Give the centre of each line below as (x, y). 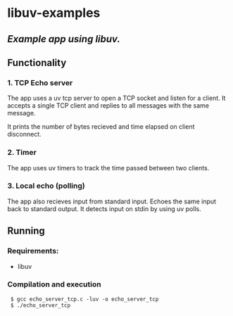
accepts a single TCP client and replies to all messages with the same (108, 106)
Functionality (37, 62)
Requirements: (33, 251)
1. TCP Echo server (40, 82)
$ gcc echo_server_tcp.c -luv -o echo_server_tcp (84, 299)
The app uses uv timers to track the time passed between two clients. (108, 168)
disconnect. (25, 134)
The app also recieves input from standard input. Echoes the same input (112, 201)
